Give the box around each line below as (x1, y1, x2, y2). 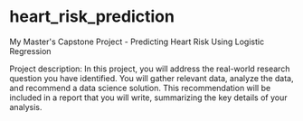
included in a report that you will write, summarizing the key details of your (9, 92, 288, 103)
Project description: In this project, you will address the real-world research (9, 63, 290, 74)
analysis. (9, 101, 43, 112)
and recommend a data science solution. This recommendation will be (9, 82, 271, 93)
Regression (9, 45, 52, 56)
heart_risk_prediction (9, 6, 175, 27)
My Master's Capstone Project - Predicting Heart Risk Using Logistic (9, 36, 265, 47)
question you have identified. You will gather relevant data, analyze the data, (9, 72, 294, 83)
